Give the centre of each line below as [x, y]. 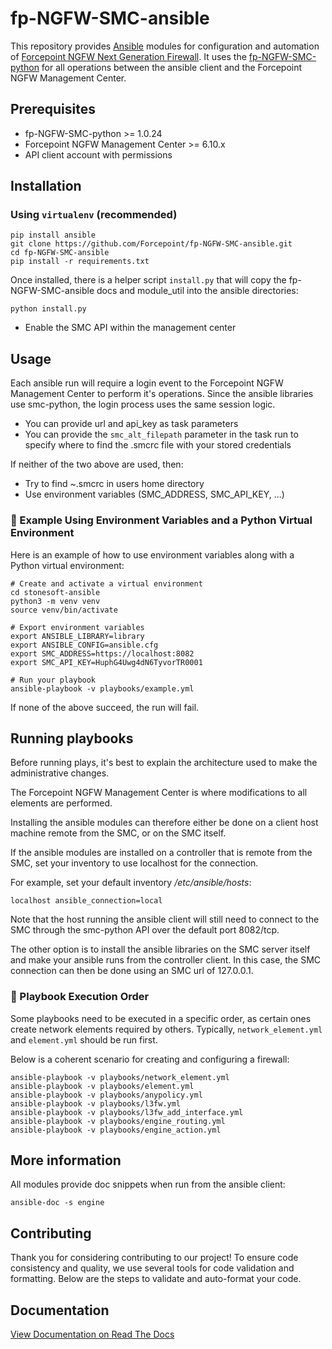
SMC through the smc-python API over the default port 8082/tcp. [145, 930]
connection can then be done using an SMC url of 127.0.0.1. [132, 971]
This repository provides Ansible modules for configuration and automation [165, 46]
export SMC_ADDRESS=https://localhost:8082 [102, 653]
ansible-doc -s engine [57, 1203]
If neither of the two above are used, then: [97, 464]
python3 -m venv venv [55, 601]
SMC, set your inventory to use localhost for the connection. [134, 863]
